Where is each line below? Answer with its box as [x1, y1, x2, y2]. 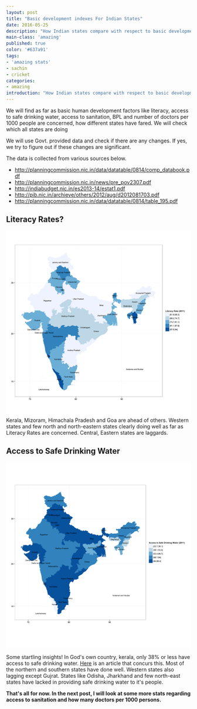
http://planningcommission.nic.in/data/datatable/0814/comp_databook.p [14, 167, 190, 173]
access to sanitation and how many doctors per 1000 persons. [6, 696, 162, 703]
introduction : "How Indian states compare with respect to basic [6, 90, 169, 96]
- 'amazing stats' [6, 59, 51, 65]
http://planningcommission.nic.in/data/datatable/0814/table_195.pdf [14, 198, 178, 204]
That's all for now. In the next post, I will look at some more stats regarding [6, 690, 191, 697]
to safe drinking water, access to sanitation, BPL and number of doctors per [6, 114, 189, 120]
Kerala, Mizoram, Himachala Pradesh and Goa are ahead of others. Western [6, 417, 189, 424]
